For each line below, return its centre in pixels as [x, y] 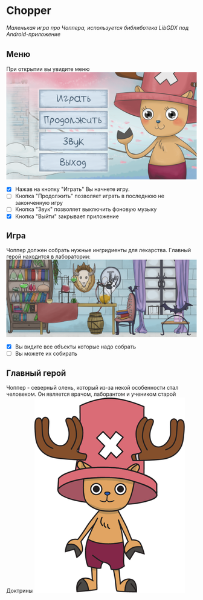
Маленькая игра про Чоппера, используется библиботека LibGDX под [98, 27]
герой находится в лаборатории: [48, 257]
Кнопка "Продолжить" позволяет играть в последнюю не [90, 196]
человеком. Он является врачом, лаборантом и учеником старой [91, 394]
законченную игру [39, 203]
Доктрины [20, 591]
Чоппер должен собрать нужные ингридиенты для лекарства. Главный [99, 250]
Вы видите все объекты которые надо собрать [75, 347]
